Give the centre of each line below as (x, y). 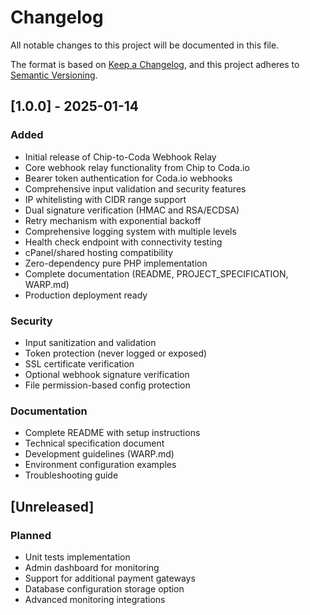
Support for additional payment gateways (110, 578)
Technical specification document (94, 443)
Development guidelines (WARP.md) (99, 454)
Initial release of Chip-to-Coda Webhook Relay (120, 157)
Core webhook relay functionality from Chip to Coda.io (137, 167)
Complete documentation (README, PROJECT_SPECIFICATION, (156, 273)
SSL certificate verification (79, 363)
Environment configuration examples (100, 465)
